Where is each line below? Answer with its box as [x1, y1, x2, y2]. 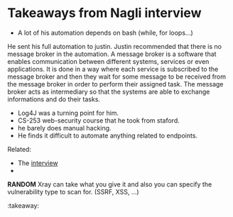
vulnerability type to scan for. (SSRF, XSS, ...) [7, 187, 140, 196]
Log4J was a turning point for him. [17, 108, 119, 117]
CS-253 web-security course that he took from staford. [17, 116, 180, 125]
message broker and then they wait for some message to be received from [7, 72, 226, 81]
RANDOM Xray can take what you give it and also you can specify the [7, 179, 212, 189]
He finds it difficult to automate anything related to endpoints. [17, 131, 197, 140]
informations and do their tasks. [7, 94, 101, 104]
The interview [17, 158, 58, 167]
